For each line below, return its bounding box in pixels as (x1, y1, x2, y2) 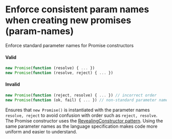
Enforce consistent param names (5, 4, 149, 15)
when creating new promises (5, 14, 132, 26)
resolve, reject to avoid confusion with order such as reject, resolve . (5, 112, 158, 118)
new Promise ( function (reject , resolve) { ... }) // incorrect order (5, 93, 157, 98)
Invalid (5, 81, 20, 88)
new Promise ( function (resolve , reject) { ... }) (5, 70, 114, 75)
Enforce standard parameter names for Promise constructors (5, 42, 134, 48)
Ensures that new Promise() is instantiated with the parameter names (5, 107, 150, 113)
